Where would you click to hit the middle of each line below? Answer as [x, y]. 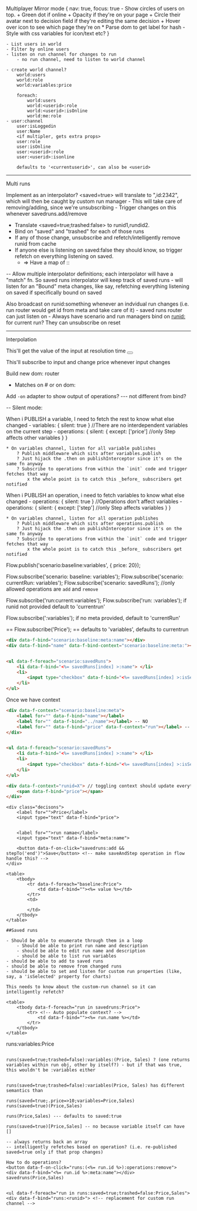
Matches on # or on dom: [45, 385]
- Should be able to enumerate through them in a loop [74, 941]
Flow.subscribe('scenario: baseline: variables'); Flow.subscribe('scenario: [95, 576]
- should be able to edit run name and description [81, 951]
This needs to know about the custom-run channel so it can [81, 987]
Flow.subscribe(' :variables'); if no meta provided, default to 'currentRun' [93, 618]
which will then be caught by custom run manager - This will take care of [94, 201]
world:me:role [44, 116]
